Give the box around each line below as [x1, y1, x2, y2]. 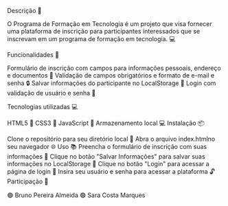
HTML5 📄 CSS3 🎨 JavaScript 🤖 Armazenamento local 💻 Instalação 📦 [7, 119, 205, 127]
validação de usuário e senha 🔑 [7, 89, 96, 97]
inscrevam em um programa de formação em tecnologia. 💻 [7, 35, 176, 43]
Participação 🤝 [7, 177, 49, 185]
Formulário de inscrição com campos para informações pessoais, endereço [7, 64, 221, 72]
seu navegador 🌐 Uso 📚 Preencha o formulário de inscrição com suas [7, 143, 207, 150]
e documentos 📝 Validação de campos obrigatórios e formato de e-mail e [7, 71, 215, 79]
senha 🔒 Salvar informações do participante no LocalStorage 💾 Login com [7, 79, 216, 87]
